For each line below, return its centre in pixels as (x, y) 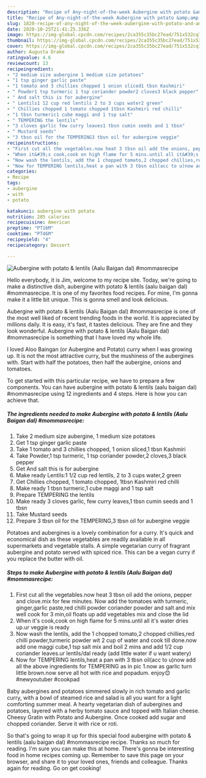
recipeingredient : (30, 69)
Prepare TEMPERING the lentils (55, 494)
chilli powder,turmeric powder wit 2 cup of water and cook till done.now (106, 640)
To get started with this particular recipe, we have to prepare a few (91, 380)
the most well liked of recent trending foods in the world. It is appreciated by (103, 318)
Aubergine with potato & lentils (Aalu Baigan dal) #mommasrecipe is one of (101, 311)
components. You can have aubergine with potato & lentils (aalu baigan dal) (102, 387)
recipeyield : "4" (29, 240)
